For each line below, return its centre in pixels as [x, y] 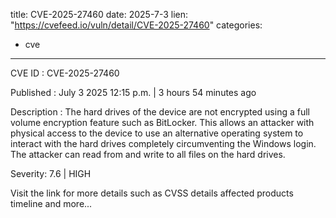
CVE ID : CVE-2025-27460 [65, 73]
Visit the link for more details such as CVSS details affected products [152, 193]
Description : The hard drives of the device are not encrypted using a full [160, 112]
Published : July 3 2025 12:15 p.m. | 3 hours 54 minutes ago [133, 92]
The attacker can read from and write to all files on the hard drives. [148, 154]
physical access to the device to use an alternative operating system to [157, 133]
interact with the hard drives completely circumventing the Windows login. [163, 143]
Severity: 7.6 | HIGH [51, 173]
